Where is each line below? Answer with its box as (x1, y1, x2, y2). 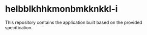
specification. (5, 24, 33, 30)
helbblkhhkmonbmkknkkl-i (5, 3, 118, 15)
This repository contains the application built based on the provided (5, 19, 143, 25)
